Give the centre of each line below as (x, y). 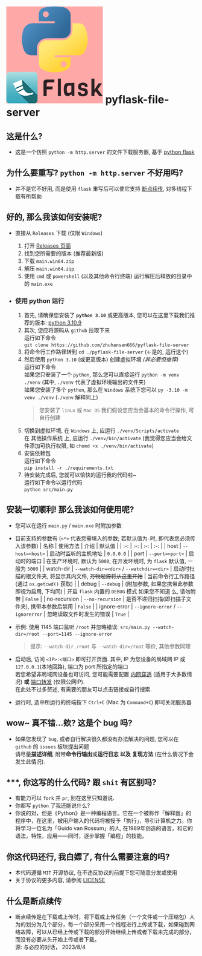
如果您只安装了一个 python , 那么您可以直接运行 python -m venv (102, 374)
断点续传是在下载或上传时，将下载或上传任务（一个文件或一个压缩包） (102, 917)
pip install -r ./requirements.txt (68, 468)
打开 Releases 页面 (47, 246)
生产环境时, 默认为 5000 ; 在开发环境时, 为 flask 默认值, (119, 561)
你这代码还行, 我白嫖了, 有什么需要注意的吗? (88, 857)
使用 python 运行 (39, 301)
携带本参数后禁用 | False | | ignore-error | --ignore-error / (103, 606)
